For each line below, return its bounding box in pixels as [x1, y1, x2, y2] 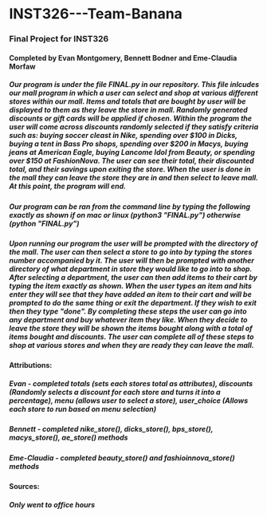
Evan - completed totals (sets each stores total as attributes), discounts [9, 379, 253, 389]
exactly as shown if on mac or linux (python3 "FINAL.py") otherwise [9, 210, 241, 219]
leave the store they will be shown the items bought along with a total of [9, 324, 253, 333]
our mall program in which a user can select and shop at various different [9, 89, 258, 98]
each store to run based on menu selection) [9, 405, 157, 414]
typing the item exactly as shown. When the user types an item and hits [9, 281, 252, 291]
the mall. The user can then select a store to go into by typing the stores [9, 247, 253, 257]
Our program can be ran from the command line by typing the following [9, 201, 250, 211]
